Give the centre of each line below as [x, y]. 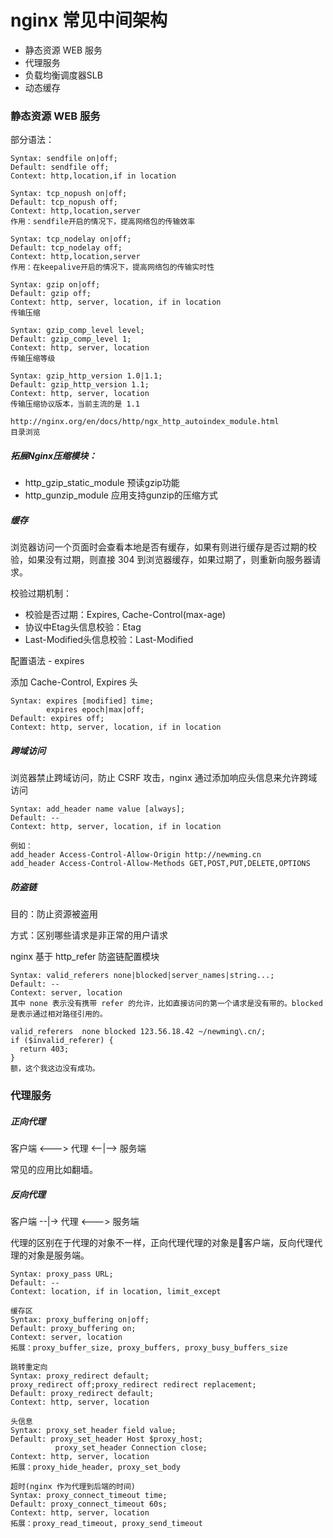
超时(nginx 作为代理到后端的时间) [73, 1486]
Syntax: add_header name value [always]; [98, 809]
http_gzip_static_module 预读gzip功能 [102, 483]
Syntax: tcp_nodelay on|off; [71, 239]
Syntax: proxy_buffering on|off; [80, 1319]
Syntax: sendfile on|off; [64, 159]
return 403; [44, 1049]
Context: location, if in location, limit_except [116, 1291]
